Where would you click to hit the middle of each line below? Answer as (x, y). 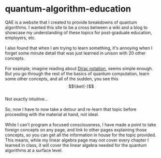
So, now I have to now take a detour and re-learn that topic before (71, 109)
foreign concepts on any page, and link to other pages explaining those (76, 129)
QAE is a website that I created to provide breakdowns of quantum (71, 22)
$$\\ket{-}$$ (81, 86)
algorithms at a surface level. (34, 150)
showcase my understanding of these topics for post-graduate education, (79, 32)
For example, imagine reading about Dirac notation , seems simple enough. (79, 68)
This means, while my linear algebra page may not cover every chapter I (77, 140)
